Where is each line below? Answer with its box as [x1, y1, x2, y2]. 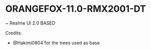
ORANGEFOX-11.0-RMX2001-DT [5, 3, 146, 15]
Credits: [5, 30, 22, 36]
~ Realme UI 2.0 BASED [5, 20, 55, 26]
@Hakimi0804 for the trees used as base [12, 39, 100, 46]
